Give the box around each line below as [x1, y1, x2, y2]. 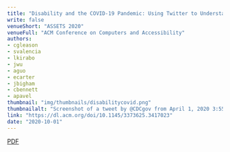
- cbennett [7, 86, 38, 93]
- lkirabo [7, 55, 36, 62]
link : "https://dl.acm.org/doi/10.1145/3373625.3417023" [7, 112, 173, 118]
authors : [7, 36, 32, 42]
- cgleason [7, 42, 38, 49]
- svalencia [7, 49, 41, 55]
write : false [7, 16, 44, 23]
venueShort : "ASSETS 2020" [7, 23, 84, 29]
